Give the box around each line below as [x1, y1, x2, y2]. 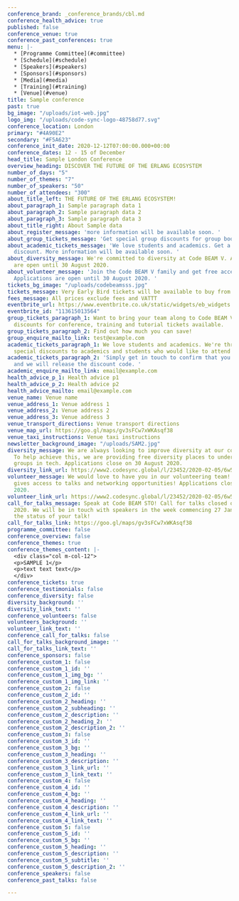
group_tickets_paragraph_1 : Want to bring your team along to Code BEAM [7, 314, 228, 322]
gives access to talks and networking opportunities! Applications [14, 480, 218, 487]
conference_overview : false [7, 533, 91, 540]
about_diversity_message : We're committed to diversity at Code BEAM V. [7, 255, 228, 262]
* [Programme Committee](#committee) [14, 50, 126, 58]
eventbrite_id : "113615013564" [7, 308, 100, 315]
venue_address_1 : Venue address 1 [7, 400, 110, 407]
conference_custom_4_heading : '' [7, 797, 107, 804]
